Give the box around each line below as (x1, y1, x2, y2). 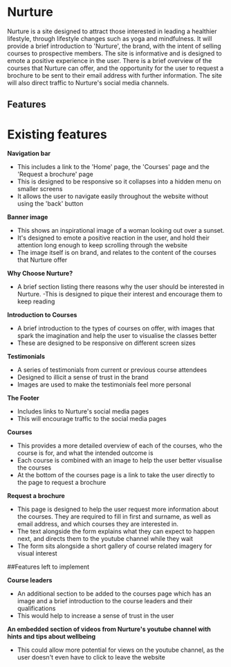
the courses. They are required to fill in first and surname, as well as (17, 513, 212, 521)
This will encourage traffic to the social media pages (17, 415, 167, 423)
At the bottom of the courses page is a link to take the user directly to (17, 471, 215, 479)
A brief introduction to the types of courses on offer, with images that (17, 324, 215, 332)
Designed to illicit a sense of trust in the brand (17, 373, 149, 382)
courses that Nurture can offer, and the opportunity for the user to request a (7, 64, 224, 72)
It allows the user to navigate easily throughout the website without (17, 192, 209, 201)
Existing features (7, 126, 107, 142)
